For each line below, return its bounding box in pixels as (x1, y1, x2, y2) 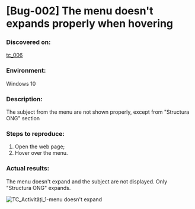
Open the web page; (14, 143, 65, 150)
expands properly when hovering (6, 17, 174, 30)
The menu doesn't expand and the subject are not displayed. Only (6, 177, 168, 185)
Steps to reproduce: (6, 130, 65, 138)
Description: (6, 95, 43, 103)
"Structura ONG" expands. (6, 184, 71, 191)
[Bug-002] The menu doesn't (6, 4, 154, 18)
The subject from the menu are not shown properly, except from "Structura (6, 108, 190, 116)
